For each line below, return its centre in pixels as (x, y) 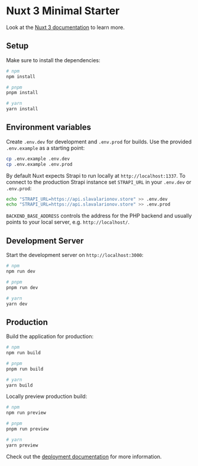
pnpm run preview (27, 429)
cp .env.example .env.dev (38, 159)
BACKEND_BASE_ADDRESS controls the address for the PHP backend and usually (99, 216)
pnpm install (22, 93)
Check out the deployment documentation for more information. (84, 457)
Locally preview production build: (47, 396)
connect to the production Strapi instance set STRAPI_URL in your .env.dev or (99, 182)
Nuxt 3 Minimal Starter (63, 11)
